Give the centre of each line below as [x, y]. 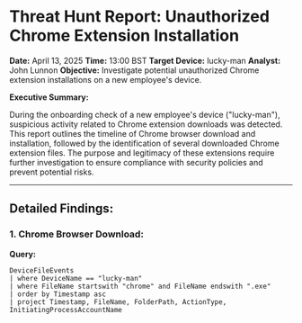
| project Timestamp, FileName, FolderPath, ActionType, [118, 302]
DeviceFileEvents [42, 270]
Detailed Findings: [62, 209]
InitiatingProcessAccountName [66, 310]
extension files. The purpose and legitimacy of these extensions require [142, 153]
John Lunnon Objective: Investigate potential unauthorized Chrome [134, 70]
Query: [22, 254]
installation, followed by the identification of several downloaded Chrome [145, 143]
